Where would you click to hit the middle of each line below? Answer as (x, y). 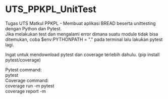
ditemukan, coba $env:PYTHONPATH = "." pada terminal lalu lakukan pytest (84, 39)
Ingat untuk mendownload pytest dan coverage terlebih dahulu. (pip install (82, 55)
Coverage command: (27, 80)
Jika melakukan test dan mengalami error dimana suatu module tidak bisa (82, 34)
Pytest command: (23, 70)
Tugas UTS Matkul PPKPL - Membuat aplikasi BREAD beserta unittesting (80, 23)
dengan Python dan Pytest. (34, 28)
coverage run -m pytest (30, 86)
